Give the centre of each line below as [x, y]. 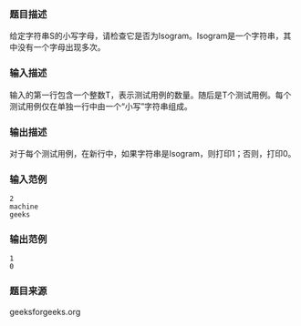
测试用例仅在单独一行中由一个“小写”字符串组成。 [101, 106]
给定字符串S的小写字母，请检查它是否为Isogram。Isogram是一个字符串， [147, 36]
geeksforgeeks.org [45, 311]
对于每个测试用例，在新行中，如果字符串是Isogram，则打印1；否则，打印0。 [153, 153]
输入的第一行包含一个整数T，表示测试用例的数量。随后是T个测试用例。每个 [150, 95]
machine [24, 207]
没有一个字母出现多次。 [61, 47]
